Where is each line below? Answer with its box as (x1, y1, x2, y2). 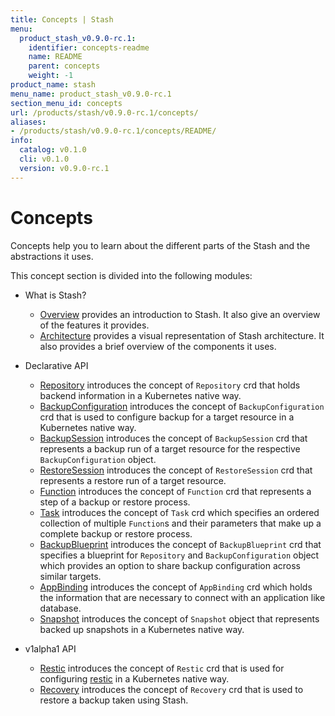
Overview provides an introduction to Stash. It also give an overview (39, 308, 321, 320)
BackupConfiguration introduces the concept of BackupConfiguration (39, 400, 325, 412)
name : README (28, 52, 83, 62)
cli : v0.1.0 (19, 154, 70, 164)
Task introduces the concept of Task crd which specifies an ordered (39, 506, 320, 518)
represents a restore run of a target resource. (39, 474, 227, 486)
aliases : (10, 117, 47, 127)
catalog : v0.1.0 (19, 145, 87, 155)
